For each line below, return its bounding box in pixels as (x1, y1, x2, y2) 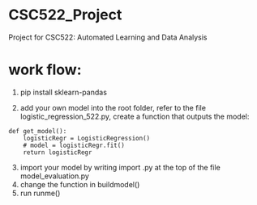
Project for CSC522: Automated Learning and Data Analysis (8, 32, 208, 42)
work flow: (8, 61, 82, 79)
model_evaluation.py (19, 171, 89, 181)
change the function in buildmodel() (19, 179, 140, 189)
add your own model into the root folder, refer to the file (19, 102, 207, 112)
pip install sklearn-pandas (19, 87, 108, 97)
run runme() (19, 188, 61, 198)
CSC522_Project (8, 6, 122, 24)
